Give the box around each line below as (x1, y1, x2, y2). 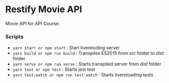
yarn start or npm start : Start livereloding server (12, 45, 120, 51)
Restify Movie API (5, 4, 83, 15)
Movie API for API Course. (5, 20, 60, 26)
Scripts (5, 33, 24, 40)
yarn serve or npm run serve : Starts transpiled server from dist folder (12, 61, 162, 67)
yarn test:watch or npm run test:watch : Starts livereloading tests (12, 72, 154, 78)
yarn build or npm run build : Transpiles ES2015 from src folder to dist (12, 50, 164, 57)
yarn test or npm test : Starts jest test (12, 66, 95, 72)
